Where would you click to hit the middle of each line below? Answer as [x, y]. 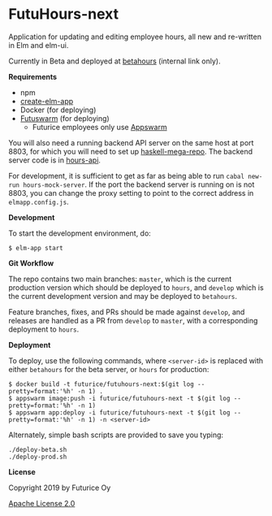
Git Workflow [31, 263]
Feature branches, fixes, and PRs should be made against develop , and [127, 312]
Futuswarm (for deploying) [65, 118]
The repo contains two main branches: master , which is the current [120, 279]
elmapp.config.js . [39, 202]
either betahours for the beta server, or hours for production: [109, 369]
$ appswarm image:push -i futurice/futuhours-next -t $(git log [119, 398]
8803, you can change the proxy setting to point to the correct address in [131, 193]
